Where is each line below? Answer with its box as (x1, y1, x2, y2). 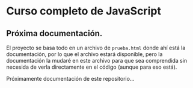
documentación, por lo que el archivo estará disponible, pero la (6, 51, 163, 58)
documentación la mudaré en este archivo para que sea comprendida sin (6, 57, 188, 64)
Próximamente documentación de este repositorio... (6, 75, 135, 82)
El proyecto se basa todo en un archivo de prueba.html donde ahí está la (6, 44, 186, 51)
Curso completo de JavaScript (6, 4, 161, 18)
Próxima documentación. (6, 28, 103, 39)
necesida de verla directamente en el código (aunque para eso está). (6, 63, 177, 71)
